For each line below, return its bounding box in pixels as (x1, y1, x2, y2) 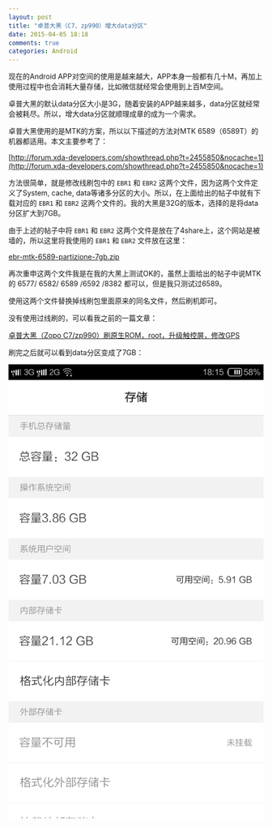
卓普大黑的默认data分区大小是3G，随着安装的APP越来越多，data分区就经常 (8, 99, 261, 109)
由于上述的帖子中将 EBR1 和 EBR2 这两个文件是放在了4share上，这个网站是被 (8, 225, 261, 235)
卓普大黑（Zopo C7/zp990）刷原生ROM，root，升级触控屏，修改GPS (8, 331, 240, 341)
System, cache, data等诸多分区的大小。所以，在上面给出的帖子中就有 (22, 188, 254, 198)
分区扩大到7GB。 (8, 208, 66, 218)
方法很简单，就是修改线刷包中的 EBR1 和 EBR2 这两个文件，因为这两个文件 (8, 178, 252, 188)
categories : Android (8, 47, 79, 56)
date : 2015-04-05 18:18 (8, 30, 89, 38)
